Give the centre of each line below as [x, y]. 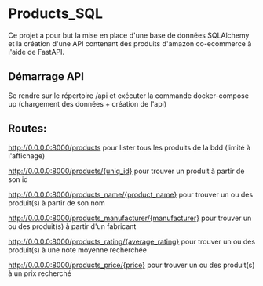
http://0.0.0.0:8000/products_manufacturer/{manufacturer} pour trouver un [130, 218]
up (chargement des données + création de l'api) [88, 103]
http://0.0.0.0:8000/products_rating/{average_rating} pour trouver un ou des [132, 241]
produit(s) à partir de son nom [57, 203]
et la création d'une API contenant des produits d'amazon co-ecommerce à [130, 43]
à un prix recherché [40, 273]
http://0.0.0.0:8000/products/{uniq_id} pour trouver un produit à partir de [126, 171]
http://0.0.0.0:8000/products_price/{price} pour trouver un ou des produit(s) [131, 265]
